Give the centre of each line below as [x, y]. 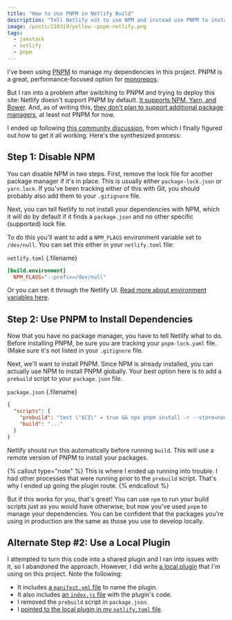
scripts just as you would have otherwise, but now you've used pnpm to [107, 506]
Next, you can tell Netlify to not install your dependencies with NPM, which [114, 209]
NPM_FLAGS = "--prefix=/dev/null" [60, 277]
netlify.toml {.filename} [42, 258]
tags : [15, 33]
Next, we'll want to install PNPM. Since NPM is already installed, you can [110, 364]
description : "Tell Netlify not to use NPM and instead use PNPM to [108, 20]
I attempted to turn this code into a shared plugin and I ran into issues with [113, 559]
